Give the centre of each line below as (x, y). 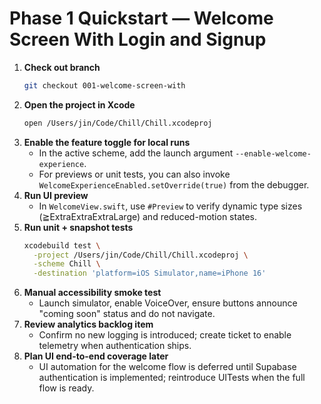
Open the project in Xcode (79, 104)
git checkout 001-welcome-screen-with (104, 85)
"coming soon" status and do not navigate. (127, 314)
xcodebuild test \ (62, 245)
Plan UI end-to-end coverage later (96, 356)
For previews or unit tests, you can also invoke (134, 174)
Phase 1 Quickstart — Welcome (141, 18)
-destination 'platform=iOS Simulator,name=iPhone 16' (150, 273)
